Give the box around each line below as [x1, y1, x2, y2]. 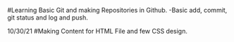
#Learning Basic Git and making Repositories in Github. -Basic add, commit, [7, 6, 228, 14]
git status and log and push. [7, 13, 88, 22]
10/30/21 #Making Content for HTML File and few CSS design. [7, 27, 188, 35]
